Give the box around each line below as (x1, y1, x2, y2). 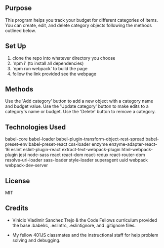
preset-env (5, 141, 28, 147)
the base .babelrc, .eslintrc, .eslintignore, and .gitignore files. (12, 222, 136, 228)
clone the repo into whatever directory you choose (12, 55, 116, 61)
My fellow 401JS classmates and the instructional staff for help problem (12, 232, 159, 238)
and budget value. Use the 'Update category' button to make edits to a (5, 103, 149, 109)
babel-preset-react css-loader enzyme (29, 141, 108, 147)
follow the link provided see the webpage (12, 71, 97, 77)
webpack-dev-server (5, 163, 48, 168)
